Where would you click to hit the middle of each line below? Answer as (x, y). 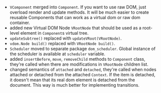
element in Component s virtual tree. (54, 33)
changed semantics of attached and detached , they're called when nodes (83, 70)
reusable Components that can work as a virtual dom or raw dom (75, 17)
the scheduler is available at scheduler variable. (58, 54)
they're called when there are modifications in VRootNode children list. (79, 64)
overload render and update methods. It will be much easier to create (79, 12)
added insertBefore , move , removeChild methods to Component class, (77, 59)
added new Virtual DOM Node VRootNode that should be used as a (75, 28)
